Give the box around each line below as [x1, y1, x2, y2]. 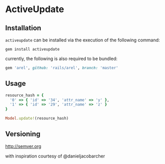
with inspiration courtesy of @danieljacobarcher [5, 153, 105, 159]
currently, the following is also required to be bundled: [5, 56, 118, 62]
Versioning [5, 130, 40, 138]
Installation [5, 24, 41, 32]
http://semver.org [5, 143, 41, 149]
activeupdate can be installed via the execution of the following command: [5, 37, 160, 43]
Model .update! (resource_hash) [5, 116, 69, 121]
